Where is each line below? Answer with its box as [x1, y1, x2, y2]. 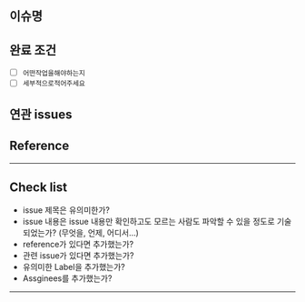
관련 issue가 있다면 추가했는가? [22, 250, 134, 261]
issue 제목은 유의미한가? [22, 205, 111, 216]
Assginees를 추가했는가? [22, 273, 113, 284]
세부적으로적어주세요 [22, 79, 86, 88]
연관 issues [9, 106, 73, 122]
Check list [9, 179, 68, 195]
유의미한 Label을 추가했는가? [22, 262, 125, 273]
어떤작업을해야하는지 [22, 69, 86, 78]
